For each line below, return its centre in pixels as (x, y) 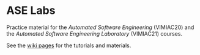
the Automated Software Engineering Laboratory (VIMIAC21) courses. (94, 33)
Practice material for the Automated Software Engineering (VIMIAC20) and (100, 27)
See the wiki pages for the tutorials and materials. (69, 45)
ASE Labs (31, 11)
